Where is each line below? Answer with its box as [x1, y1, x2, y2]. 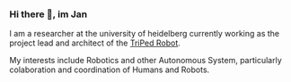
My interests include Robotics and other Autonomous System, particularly [9, 55, 283, 66]
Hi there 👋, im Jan [9, 8, 88, 20]
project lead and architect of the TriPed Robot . [9, 37, 181, 48]
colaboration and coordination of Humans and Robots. [9, 64, 210, 75]
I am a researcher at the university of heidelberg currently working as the [9, 29, 280, 39]
